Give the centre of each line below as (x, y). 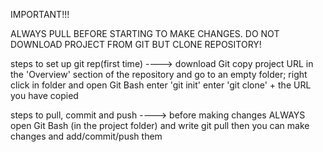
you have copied (44, 95)
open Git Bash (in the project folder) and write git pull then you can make (160, 125)
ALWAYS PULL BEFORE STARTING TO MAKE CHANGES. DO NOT (145, 33)
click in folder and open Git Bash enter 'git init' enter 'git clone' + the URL (161, 85)
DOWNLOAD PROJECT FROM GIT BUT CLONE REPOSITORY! (136, 44)
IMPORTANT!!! (40, 14)
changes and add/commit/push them (86, 136)
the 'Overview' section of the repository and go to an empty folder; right (159, 74)
